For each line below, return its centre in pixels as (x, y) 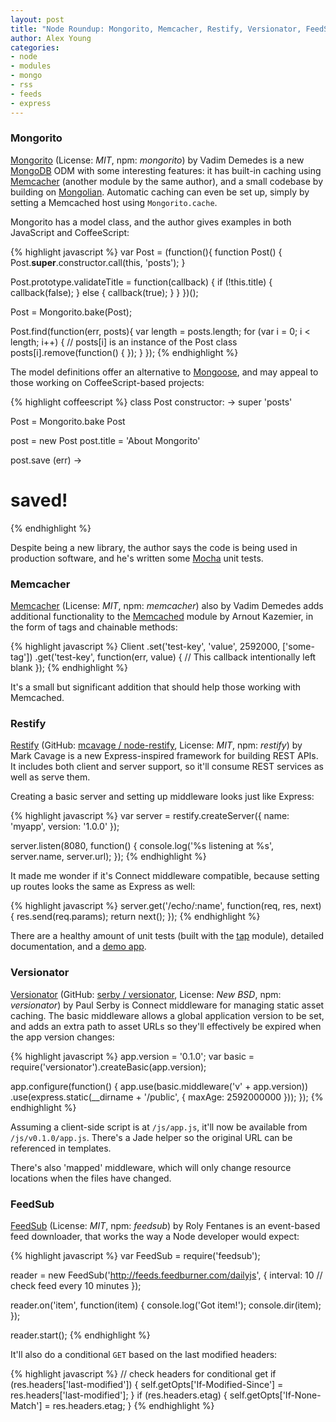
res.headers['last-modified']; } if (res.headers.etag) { (119, 1395)
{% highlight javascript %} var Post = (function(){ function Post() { (146, 252)
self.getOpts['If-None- (275, 1395)
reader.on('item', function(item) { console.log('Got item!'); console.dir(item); (166, 1305)
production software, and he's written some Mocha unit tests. (137, 558)
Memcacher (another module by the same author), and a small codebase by (167, 181)
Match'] (26, 1405)
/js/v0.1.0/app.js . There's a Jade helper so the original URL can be (151, 1137)
